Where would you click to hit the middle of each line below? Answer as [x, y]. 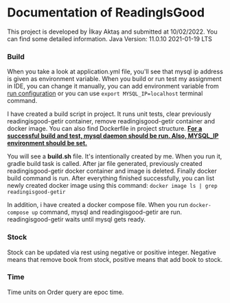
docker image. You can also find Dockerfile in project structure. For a [105, 129]
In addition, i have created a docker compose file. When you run [98, 205]
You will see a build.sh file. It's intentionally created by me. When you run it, [115, 156]
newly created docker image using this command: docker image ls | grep [112, 186]
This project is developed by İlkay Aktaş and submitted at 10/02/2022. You [112, 32]
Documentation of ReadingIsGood [106, 13]
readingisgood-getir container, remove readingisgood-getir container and [111, 121]
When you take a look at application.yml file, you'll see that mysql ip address [115, 72]
